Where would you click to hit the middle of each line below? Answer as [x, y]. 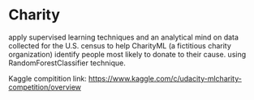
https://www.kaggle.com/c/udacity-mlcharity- [165, 78]
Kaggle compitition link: [47, 78]
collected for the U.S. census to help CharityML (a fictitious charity [120, 45]
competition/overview [45, 87]
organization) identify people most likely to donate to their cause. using [127, 54]
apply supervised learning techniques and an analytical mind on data [124, 37]
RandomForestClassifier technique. [67, 63]
